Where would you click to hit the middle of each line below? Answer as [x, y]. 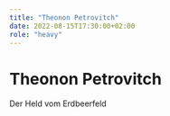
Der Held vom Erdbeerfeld [58, 103]
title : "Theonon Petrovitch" [64, 18]
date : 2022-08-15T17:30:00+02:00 [72, 26]
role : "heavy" [36, 34]
